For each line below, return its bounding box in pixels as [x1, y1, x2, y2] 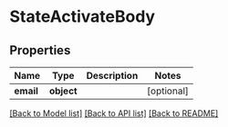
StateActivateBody [9, 6, 156, 27]
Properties [9, 43, 71, 58]
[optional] [147, 84, 190, 97]
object [48, 84, 78, 97]
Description [86, 70, 139, 82]
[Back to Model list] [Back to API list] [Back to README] [9, 108, 219, 119]
